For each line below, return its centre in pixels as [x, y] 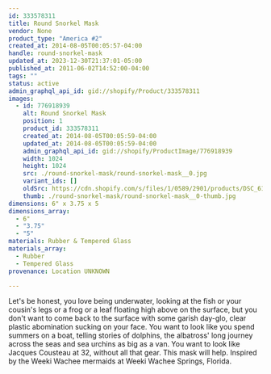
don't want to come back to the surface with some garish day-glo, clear [127, 318]
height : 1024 [45, 166]
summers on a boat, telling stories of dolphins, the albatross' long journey [131, 335]
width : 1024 [43, 158]
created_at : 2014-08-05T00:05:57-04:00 [75, 46]
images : [21, 99]
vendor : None [30, 31]
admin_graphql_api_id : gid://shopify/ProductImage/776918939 [127, 151]
